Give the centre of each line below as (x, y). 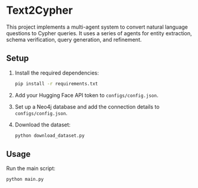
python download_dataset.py (49, 135)
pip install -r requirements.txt (56, 84)
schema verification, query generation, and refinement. (74, 39)
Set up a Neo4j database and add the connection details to (87, 107)
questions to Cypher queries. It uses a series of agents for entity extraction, (99, 33)
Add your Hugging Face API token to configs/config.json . (86, 95)
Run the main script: (31, 168)
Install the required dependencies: (57, 73)
